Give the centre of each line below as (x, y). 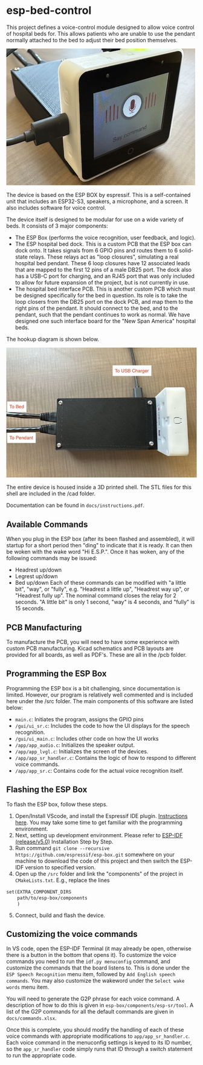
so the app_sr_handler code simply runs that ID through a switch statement (99, 1049)
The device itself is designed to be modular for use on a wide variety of (95, 219)
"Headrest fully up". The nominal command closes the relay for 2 (96, 596)
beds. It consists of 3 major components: (57, 226)
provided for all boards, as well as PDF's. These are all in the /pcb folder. (97, 655)
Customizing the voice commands (72, 934)
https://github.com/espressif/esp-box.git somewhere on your (95, 854)
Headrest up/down (38, 570)
